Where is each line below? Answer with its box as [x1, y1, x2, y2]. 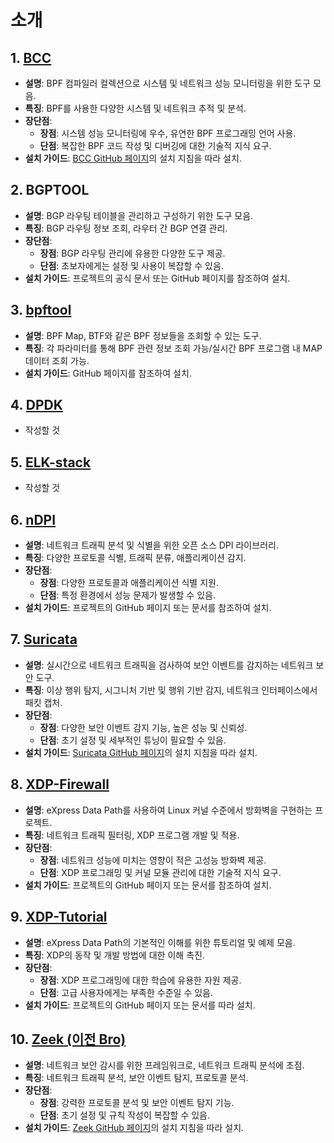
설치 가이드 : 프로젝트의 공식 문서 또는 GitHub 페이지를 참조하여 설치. [24, 272, 291, 284]
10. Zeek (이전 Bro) [10, 1031, 127, 1048]
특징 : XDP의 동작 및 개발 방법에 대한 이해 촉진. [24, 949, 205, 961]
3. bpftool [10, 302, 72, 319]
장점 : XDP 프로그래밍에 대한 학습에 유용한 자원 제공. [39, 974, 242, 986]
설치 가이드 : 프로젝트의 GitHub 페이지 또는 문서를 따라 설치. [24, 999, 256, 1011]
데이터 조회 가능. [24, 354, 90, 366]
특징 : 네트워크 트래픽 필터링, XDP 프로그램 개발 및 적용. [24, 829, 240, 841]
